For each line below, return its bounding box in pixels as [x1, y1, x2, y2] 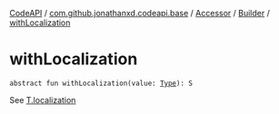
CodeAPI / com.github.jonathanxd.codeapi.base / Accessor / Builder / [9, 8, 270, 18]
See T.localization [9, 94, 76, 105]
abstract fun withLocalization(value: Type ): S [9, 79, 194, 88]
